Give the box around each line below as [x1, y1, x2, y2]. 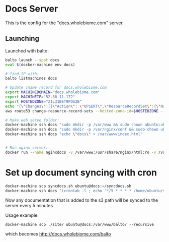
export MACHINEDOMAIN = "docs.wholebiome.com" [5, 90, 100, 95]
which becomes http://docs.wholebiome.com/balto [5, 231, 111, 237]
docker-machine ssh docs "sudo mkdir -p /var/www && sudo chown [5, 122, 143, 128]
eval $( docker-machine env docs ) [5, 62, 75, 67]
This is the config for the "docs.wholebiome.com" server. [5, 20, 124, 26]
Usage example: [5, 212, 39, 218]
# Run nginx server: [5, 145, 49, 150]
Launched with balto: [5, 47, 49, 53]
